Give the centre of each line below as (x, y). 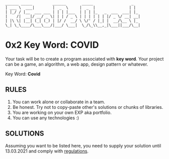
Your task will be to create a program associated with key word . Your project (84, 59)
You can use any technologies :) (46, 118)
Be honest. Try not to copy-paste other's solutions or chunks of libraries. (88, 107)
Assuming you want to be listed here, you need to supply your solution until (83, 145)
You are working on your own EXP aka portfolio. (62, 112)
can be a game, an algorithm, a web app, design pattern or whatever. (77, 64)
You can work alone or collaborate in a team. (59, 102)
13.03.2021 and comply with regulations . (47, 151)
